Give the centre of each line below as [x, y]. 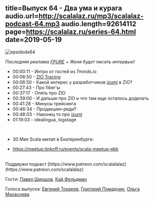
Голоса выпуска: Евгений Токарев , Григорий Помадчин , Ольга [72, 189]
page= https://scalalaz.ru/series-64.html [71, 32]
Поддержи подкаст [26, 164]
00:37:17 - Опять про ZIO [39, 93]
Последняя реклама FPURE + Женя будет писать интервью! [70, 61]
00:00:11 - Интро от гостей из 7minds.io [54, 71]
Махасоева [17, 194]
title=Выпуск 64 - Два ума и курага [64, 8]
